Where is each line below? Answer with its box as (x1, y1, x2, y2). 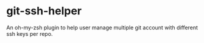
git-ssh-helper (6, 4, 82, 18)
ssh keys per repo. (6, 30, 53, 37)
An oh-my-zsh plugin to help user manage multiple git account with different (6, 24, 198, 31)
